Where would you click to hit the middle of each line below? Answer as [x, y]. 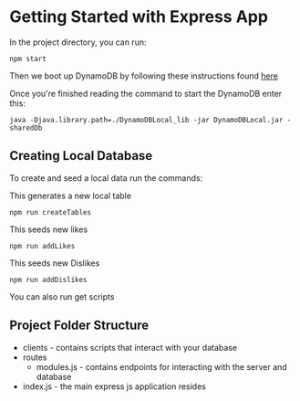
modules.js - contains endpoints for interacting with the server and [161, 366]
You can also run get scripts [62, 296]
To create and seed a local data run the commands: [106, 178]
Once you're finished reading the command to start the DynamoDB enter [146, 93]
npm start [28, 58]
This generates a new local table [71, 195]
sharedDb [26, 128]
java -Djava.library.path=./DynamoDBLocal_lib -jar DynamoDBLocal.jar [146, 120]
